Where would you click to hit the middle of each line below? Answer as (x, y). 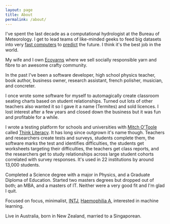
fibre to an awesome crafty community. (46, 65)
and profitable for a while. (32, 117)
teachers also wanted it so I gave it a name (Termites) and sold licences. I (82, 107)
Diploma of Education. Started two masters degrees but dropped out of (80, 180)
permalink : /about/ (26, 19)
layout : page (19, 10)
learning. (14, 206)
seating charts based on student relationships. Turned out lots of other (79, 101)
